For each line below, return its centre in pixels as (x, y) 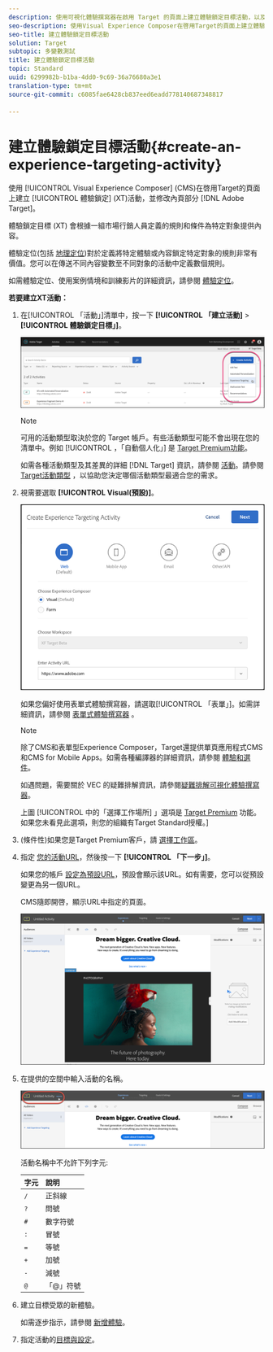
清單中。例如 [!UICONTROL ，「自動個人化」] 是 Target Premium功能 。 (136, 448)
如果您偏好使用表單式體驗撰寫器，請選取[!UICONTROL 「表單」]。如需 (136, 704)
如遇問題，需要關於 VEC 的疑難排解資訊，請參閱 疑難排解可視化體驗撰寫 (140, 785)
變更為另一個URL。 (52, 885)
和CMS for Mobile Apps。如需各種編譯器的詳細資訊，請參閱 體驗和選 (135, 757)
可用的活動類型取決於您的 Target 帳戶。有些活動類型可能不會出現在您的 (140, 438)
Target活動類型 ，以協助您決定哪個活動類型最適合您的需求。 (121, 475)
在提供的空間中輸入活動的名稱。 (74, 1079)
